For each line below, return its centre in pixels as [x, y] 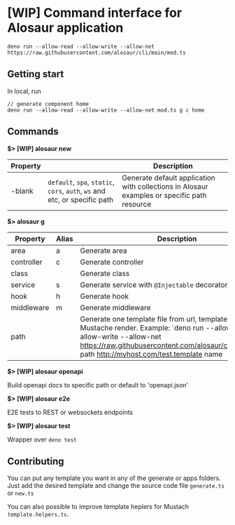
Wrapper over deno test [42, 439]
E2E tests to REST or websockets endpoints [70, 412]
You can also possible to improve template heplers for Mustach [98, 507]
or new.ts [21, 493]
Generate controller [112, 262]
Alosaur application [65, 28]
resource [137, 204]
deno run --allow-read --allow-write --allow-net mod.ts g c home [106, 110]
